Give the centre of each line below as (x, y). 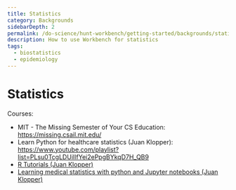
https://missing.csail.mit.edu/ (59, 135)
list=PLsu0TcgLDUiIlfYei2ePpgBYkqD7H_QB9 (83, 157)
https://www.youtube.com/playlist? (68, 149)
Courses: (20, 114)
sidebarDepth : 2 (31, 27)
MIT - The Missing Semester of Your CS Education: (91, 127)
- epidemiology (36, 60)
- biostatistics (37, 53)
